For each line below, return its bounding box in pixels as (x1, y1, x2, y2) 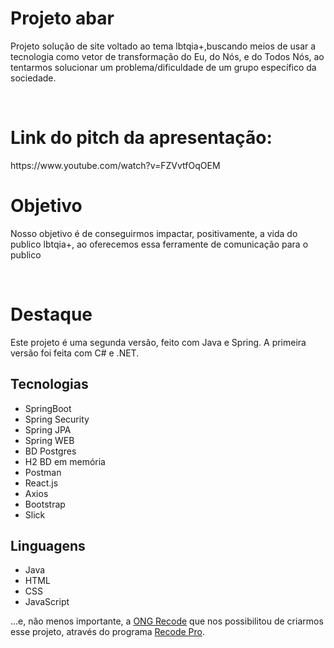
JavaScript (24, 596, 70, 608)
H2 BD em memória (24, 455, 106, 467)
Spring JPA (24, 423, 72, 436)
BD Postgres (24, 445, 77, 457)
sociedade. (10, 72, 57, 84)
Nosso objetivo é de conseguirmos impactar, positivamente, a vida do (10, 227, 298, 239)
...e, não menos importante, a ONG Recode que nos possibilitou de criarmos (10, 615, 324, 627)
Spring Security (24, 413, 90, 425)
